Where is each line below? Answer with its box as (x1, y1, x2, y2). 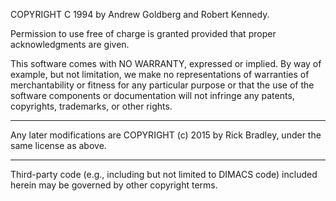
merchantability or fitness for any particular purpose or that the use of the (10, 79, 315, 91)
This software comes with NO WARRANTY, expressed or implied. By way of (10, 58, 322, 69)
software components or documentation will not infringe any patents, (10, 90, 295, 101)
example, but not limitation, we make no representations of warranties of (10, 69, 310, 80)
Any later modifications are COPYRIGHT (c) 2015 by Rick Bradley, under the (10, 129, 322, 141)
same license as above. (10, 140, 107, 151)
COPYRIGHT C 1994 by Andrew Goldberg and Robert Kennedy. (10, 9, 270, 20)
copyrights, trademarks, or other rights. (10, 100, 173, 112)
